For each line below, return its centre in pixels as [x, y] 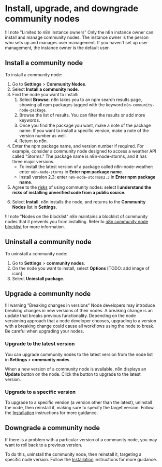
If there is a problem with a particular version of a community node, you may [81, 439]
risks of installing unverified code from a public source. [69, 192]
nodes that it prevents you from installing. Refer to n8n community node [77, 221]
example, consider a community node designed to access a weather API [84, 151]
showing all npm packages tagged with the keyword [71, 104]
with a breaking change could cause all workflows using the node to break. [80, 326]
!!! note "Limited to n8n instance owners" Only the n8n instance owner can [79, 32]
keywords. [29, 120]
